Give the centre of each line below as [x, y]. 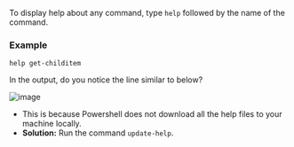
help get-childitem [45, 64]
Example [28, 45]
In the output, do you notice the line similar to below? [106, 80]
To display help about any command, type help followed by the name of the [147, 13]
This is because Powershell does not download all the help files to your [152, 114]
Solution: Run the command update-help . [98, 133]
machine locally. [52, 124]
